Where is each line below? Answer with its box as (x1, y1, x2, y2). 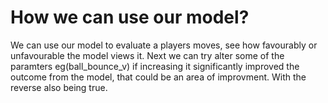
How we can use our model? (10, 6, 250, 29)
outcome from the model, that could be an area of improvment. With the (10, 71, 307, 83)
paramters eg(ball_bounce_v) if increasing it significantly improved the (10, 60, 300, 72)
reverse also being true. (10, 81, 108, 93)
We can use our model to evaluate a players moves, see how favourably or (10, 39, 318, 51)
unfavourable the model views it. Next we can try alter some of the (10, 49, 285, 61)
